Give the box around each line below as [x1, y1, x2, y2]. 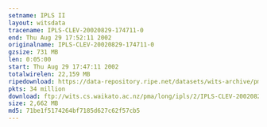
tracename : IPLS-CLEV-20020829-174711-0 [8, 26, 145, 34]
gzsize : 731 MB [8, 48, 59, 56]
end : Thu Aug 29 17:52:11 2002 [8, 33, 112, 42]
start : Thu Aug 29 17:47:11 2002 [8, 63, 119, 71]
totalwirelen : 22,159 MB [8, 70, 91, 78]
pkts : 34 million [8, 84, 66, 93]
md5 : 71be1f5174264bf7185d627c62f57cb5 [8, 107, 141, 115]
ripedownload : [8, 77, 56, 85]
